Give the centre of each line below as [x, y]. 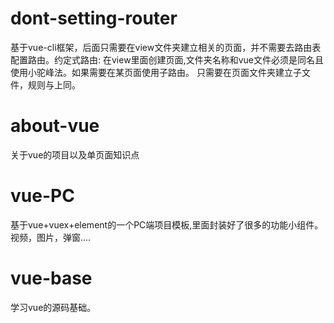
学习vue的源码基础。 [53, 307]
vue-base [51, 278]
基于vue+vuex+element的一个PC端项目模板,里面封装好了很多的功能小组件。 [167, 224]
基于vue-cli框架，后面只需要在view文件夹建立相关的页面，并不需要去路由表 [166, 47]
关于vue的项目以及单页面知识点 [75, 154]
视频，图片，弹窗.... [51, 237]
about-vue [55, 126]
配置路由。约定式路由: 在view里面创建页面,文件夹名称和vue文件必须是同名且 [167, 59]
